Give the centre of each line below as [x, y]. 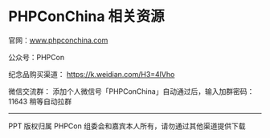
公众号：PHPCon [37, 57]
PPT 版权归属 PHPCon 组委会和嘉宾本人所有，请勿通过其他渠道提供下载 [127, 126]
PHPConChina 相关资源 [86, 16]
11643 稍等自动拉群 [40, 101]
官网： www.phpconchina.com [58, 40]
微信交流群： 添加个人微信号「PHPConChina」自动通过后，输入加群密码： [131, 91]
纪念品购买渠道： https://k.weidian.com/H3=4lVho [92, 74]
